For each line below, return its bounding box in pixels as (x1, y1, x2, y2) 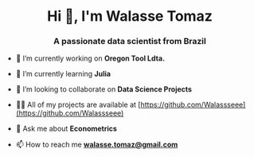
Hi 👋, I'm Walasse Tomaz (47, 7, 213, 26)
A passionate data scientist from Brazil (53, 36, 207, 47)
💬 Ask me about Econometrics (15, 124, 118, 134)
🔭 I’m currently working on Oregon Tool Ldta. (15, 53, 166, 63)
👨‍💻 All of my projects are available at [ (15, 100, 141, 110)
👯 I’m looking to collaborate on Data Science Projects (15, 84, 193, 94)
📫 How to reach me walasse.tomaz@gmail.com (15, 139, 178, 150)
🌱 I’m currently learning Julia (15, 69, 111, 79)
